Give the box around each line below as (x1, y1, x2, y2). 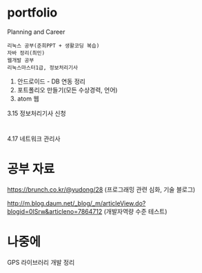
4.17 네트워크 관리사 (7, 134, 61, 143)
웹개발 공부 (7, 57, 34, 63)
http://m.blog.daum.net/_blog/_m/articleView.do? (7, 199, 146, 208)
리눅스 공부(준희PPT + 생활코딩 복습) (7, 42, 100, 49)
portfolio (7, 5, 58, 21)
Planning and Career (7, 28, 65, 36)
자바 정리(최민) (7, 50, 46, 57)
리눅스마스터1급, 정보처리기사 (7, 64, 78, 71)
